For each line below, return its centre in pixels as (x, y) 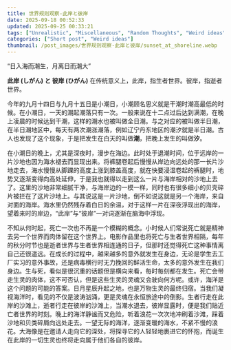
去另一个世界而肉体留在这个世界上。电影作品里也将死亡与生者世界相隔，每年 (115, 236)
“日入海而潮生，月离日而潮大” (49, 66)
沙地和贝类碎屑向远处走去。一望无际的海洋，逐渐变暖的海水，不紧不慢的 (109, 322)
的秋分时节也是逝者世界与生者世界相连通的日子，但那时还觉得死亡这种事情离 (115, 245)
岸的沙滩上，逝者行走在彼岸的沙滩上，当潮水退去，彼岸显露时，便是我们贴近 (115, 305)
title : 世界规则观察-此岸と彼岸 (48, 13)
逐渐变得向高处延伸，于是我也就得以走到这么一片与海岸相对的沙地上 (115, 179)
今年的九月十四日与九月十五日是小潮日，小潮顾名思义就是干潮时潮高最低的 (112, 104)
